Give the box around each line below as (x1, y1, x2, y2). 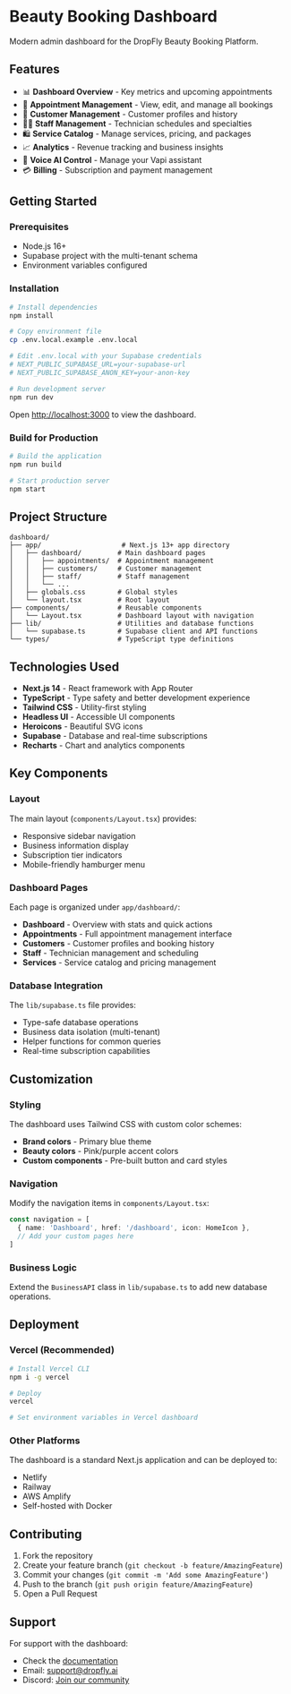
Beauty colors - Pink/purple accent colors (21, 1146, 179, 1156)
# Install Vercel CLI (9, 1364, 90, 1373)
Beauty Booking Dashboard (9, 6, 218, 27)
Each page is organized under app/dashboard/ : (9, 902, 181, 912)
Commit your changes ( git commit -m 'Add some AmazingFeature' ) (21, 1570, 269, 1580)
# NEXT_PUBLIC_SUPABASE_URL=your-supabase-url (9, 360, 186, 369)
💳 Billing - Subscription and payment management (21, 164, 213, 175)
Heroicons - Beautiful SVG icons (21, 721, 143, 731)
